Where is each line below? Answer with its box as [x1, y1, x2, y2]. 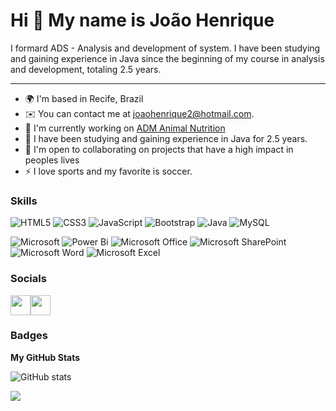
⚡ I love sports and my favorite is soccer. [24, 165, 193, 177]
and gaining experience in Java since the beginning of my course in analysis [10, 52, 325, 64]
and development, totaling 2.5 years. [10, 63, 162, 75]
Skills [10, 194, 38, 208]
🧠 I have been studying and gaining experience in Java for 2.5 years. [24, 132, 308, 144]
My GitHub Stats [10, 351, 81, 363]
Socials [10, 272, 47, 286]
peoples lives [24, 154, 80, 166]
